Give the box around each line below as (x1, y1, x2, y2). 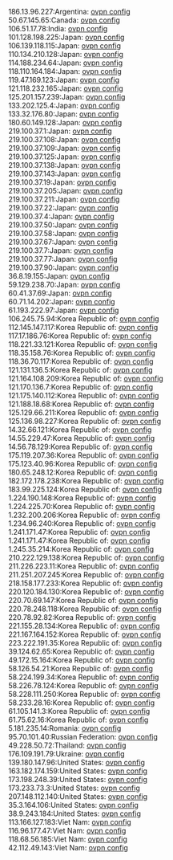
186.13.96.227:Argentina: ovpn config (8, 7, 131, 16)
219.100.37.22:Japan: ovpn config (8, 203, 119, 212)
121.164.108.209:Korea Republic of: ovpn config (8, 373, 164, 383)
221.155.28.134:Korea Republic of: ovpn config (8, 622, 160, 630)
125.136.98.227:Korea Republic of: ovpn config (8, 417, 162, 426)
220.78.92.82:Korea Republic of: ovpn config (8, 613, 157, 622)
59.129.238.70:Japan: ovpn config (8, 280, 121, 289)
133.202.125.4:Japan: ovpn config (8, 100, 120, 110)
